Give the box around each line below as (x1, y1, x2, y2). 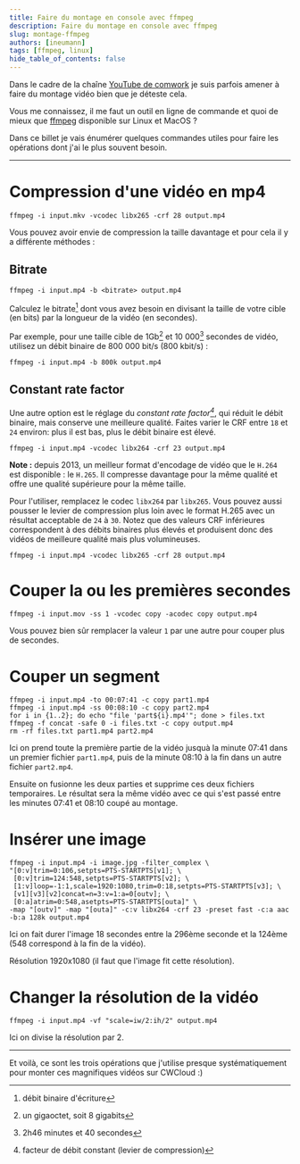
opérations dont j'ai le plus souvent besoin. (9, 142, 168, 153)
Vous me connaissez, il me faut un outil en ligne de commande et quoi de (9, 106, 279, 116)
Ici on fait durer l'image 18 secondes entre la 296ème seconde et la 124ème (9, 929, 288, 940)
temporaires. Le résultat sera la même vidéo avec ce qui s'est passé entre (9, 788, 281, 799)
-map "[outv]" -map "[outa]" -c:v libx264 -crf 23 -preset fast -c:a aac (9, 905, 290, 915)
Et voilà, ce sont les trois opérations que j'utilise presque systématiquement (9, 1058, 287, 1068)
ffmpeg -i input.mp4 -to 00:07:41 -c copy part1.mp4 (9, 695, 210, 705)
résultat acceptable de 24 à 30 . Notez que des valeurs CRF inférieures (9, 514, 265, 525)
